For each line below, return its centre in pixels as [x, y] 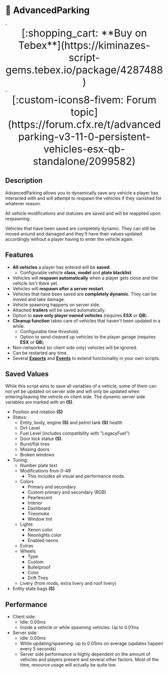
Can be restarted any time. [40, 353]
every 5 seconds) [38, 649]
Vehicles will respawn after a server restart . [58, 288]
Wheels [28, 551]
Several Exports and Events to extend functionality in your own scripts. [86, 358]
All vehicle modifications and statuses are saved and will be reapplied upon [83, 213]
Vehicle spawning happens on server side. [56, 304]
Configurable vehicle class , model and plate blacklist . [76, 272]
